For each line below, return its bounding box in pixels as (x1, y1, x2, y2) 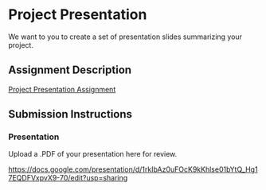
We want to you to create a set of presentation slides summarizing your (8, 32, 243, 41)
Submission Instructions (8, 107, 133, 121)
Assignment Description (8, 64, 132, 77)
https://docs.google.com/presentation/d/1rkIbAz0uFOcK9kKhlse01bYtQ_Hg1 (8, 165, 258, 174)
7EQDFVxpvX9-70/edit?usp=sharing (8, 173, 128, 183)
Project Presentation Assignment (8, 84, 116, 94)
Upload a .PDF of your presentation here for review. (8, 149, 178, 159)
